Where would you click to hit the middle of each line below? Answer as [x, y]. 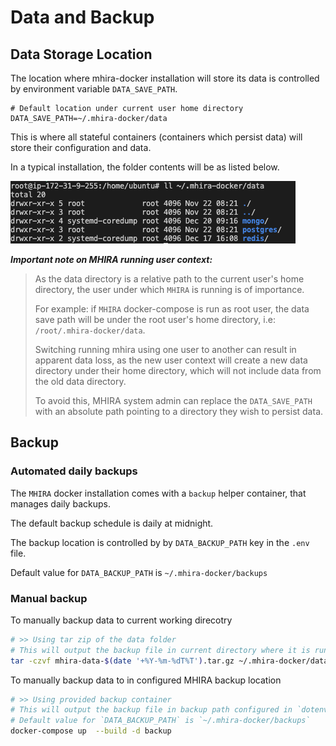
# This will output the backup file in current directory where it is [160, 650]
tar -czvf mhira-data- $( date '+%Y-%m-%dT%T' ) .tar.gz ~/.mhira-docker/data [169, 661]
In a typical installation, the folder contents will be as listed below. [145, 167]
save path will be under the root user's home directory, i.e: [155, 319]
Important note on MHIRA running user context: [111, 259]
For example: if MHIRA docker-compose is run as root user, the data [172, 309]
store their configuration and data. [81, 147]
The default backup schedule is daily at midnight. [112, 523]
